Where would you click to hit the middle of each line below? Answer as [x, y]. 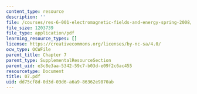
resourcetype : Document [35, 71]
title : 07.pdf [23, 76]
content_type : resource [35, 11]
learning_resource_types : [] [42, 39]
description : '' [26, 17]
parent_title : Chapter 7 [36, 55]
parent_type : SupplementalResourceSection [59, 60]
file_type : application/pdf [40, 33]
